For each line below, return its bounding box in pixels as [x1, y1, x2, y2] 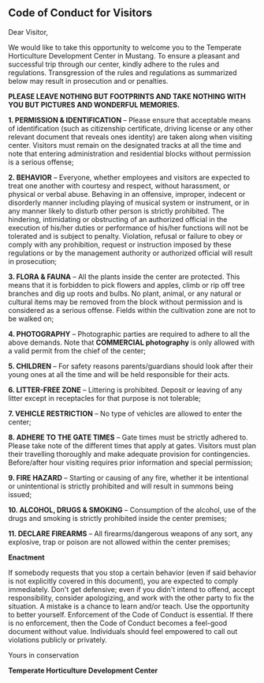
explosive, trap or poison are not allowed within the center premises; [8, 537, 231, 546]
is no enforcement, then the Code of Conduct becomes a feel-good [8, 618, 228, 628]
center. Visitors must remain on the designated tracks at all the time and [8, 140, 242, 149]
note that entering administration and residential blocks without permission [8, 149, 251, 158]
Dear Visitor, [8, 27, 49, 36]
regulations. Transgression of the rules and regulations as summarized [8, 67, 238, 77]
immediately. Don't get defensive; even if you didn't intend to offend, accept [8, 584, 255, 594]
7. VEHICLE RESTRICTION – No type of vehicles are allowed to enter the [8, 409, 243, 418]
